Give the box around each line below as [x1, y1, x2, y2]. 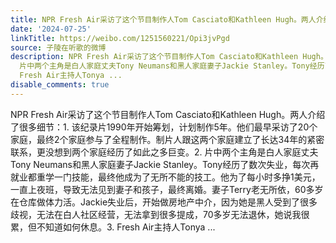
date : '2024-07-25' [10, 24, 92, 34]
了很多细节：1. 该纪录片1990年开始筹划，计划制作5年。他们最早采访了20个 [10, 121, 318, 133]
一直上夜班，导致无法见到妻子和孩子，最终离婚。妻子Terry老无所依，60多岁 [10, 183, 324, 195]
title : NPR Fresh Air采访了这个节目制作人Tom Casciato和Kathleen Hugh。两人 [10, 14, 317, 25]
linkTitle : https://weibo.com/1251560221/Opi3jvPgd [10, 33, 230, 43]
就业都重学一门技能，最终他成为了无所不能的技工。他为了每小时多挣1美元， [10, 171, 321, 183]
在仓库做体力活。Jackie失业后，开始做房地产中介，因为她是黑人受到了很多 [10, 196, 318, 208]
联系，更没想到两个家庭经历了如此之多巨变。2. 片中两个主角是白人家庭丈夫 [10, 146, 319, 158]
